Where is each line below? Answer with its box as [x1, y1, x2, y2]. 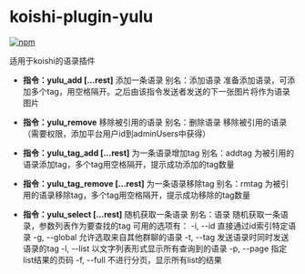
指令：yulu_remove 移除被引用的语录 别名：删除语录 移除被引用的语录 [22, 117, 288, 127]
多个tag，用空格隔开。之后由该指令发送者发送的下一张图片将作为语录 [30, 86, 290, 96]
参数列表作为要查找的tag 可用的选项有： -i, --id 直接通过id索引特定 [38, 220, 289, 231]
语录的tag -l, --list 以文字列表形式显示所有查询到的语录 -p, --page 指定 [22, 243, 288, 254]
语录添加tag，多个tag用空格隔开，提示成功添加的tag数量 [22, 158, 235, 169]
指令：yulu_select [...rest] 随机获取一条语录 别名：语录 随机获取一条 [22, 208, 280, 219]
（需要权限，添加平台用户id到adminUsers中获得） [22, 127, 211, 138]
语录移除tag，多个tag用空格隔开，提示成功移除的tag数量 [38, 189, 251, 200]
